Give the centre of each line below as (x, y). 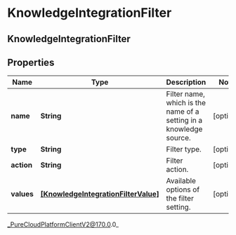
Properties (31, 62)
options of (183, 189)
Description (186, 82)
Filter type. (184, 149)
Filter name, (186, 94)
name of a (183, 112)
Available (181, 181)
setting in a (184, 121)
